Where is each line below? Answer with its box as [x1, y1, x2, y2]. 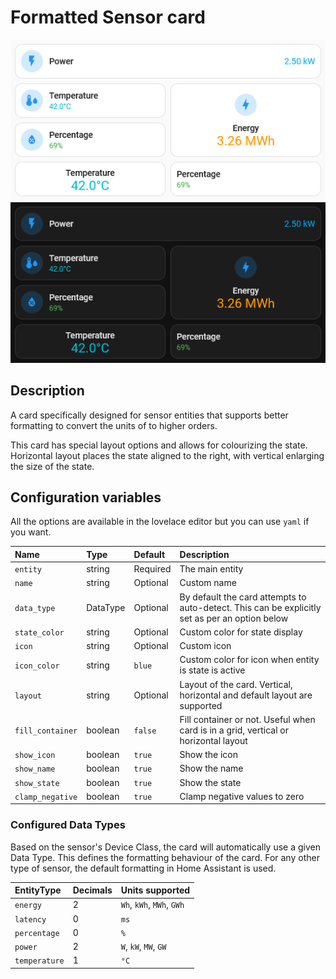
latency [14, 914, 47, 925]
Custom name [179, 577, 237, 589]
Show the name [179, 762, 244, 775]
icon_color [14, 661, 60, 671]
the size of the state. [10, 460, 95, 472]
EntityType [14, 884, 62, 896]
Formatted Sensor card [10, 6, 206, 29]
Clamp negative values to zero [179, 790, 305, 802]
